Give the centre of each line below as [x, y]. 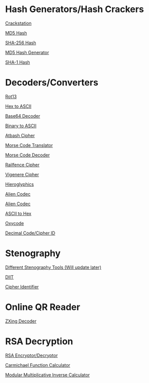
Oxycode [15, 223]
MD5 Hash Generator [27, 52]
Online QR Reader [43, 307]
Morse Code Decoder [28, 155]
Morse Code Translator [29, 145]
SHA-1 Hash [18, 62]
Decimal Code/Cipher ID [30, 233]
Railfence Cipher [22, 165]
